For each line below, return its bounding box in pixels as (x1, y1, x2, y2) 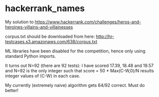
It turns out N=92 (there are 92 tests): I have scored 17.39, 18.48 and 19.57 (5, 63, 154, 68)
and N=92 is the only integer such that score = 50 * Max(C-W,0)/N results (5, 67, 154, 73)
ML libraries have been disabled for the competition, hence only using (5, 48, 145, 54)
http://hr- (96, 33, 115, 39)
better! (5, 87, 19, 93)
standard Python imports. (5, 53, 56, 59)
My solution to (5, 19, 34, 25)
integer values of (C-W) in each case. (5, 73, 80, 79)
